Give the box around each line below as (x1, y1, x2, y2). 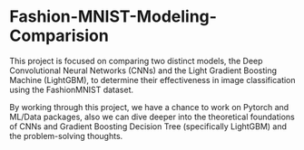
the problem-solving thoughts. (9, 130, 123, 141)
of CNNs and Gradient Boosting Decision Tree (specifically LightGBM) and (9, 120, 288, 132)
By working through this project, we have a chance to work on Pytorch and (9, 101, 289, 112)
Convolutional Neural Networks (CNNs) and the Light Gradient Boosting (9, 65, 278, 76)
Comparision (9, 25, 109, 46)
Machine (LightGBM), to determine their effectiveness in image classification (9, 74, 297, 85)
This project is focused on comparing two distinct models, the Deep (9, 55, 263, 66)
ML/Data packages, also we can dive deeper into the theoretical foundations (9, 111, 295, 122)
